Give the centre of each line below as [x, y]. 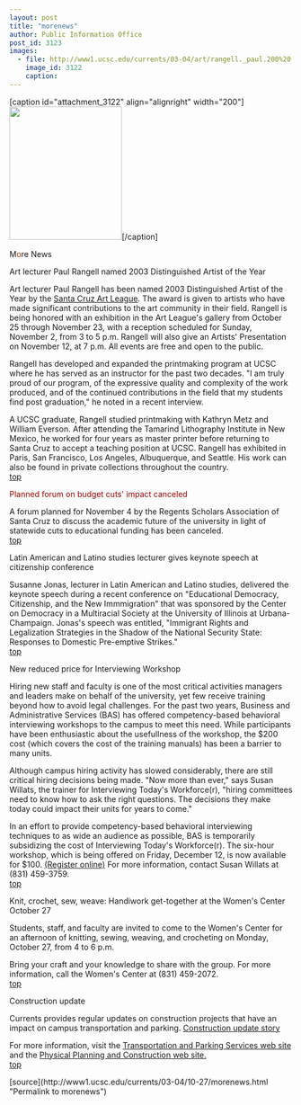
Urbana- [274, 613]
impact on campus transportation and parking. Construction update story [145, 1028]
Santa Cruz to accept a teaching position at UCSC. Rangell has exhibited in [148, 448]
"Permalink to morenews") [58, 1091]
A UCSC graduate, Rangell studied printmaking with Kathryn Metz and [139, 419]
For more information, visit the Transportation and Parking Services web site [150, 1045]
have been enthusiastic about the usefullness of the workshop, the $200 [144, 734]
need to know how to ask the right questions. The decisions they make [140, 799]
